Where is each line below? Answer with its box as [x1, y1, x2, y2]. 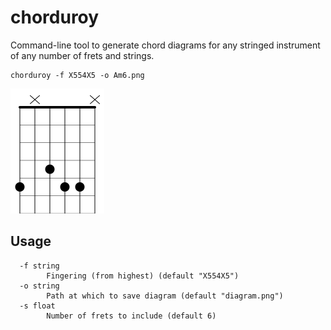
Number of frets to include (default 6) [46, 311, 217, 321]
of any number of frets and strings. [10, 49, 155, 61]
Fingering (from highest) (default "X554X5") [46, 271, 240, 281]
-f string [19, 261, 60, 271]
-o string [19, 281, 60, 291]
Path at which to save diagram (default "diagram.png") [46, 291, 284, 301]
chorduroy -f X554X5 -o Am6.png [10, 70, 145, 80]
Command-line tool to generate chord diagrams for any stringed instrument [10, 39, 321, 51]
